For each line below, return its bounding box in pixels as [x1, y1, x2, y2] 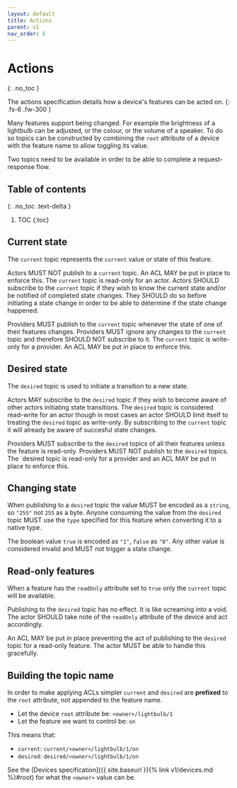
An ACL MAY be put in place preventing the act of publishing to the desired [7, 634, 226, 642]
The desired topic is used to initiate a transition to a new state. [7, 381, 189, 390]
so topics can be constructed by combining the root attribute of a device [7, 134, 220, 142]
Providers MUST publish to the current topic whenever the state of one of [7, 320, 223, 328]
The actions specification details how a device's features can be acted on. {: [7, 98, 230, 106]
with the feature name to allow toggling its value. [7, 141, 149, 150]
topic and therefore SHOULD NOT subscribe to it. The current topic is [7, 335, 211, 343]
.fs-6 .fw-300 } [7, 105, 52, 114]
